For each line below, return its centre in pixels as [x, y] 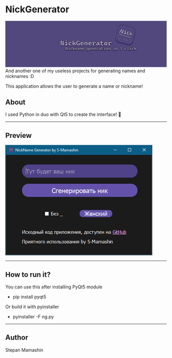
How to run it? [28, 275]
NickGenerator [37, 9]
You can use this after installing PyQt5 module [54, 287]
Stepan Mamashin [24, 350]
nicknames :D [20, 76]
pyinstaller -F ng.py [33, 317]
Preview [19, 135]
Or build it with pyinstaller [32, 307]
